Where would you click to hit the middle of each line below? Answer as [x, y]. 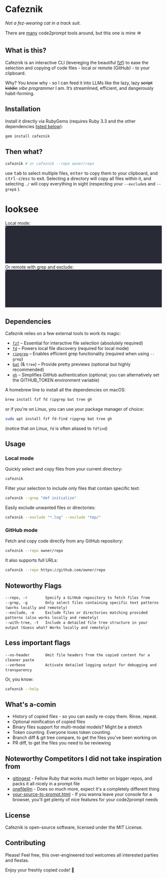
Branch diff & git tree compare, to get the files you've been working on [84, 738]
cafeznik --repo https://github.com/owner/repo [55, 570]
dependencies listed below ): [34, 126]
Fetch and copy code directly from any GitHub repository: [64, 541]
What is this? [26, 51]
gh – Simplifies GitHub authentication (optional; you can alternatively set [86, 375]
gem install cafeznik [28, 136]
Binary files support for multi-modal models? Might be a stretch [77, 727]
